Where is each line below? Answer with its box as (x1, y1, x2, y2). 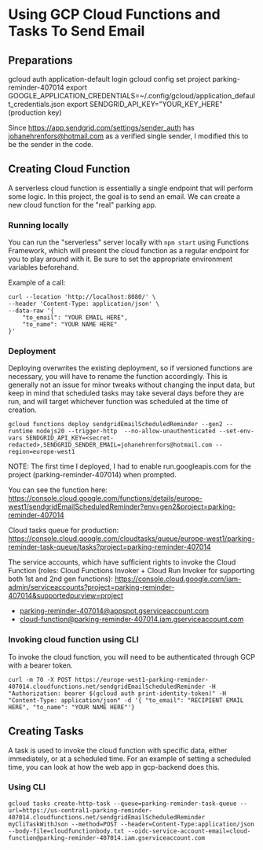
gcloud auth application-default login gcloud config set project (8, 75, 210, 83)
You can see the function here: (8, 485, 108, 495)
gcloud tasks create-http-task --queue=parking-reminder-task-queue (8, 800, 237, 808)
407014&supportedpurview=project (8, 591, 124, 601)
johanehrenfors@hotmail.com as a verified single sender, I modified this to (8, 131, 249, 141)
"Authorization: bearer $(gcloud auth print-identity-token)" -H (8, 690, 226, 697)
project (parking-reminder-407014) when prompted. (8, 470, 177, 480)
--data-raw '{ (8, 307, 55, 315)
